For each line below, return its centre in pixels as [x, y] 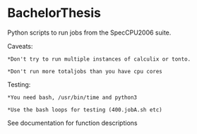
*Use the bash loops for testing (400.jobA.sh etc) [85, 110]
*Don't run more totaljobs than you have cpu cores [85, 71]
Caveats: [20, 46]
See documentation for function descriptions [72, 123]
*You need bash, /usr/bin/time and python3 [72, 97]
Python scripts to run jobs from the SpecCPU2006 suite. [89, 32]
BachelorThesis [54, 13]
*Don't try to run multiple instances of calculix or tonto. [99, 59]
